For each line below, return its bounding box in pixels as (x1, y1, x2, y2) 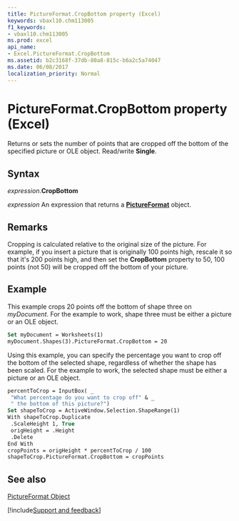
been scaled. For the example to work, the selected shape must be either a (7, 366, 228, 374)
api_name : (7, 43, 37, 51)
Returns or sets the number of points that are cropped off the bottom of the (7, 140, 229, 148)
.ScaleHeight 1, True (10, 421, 75, 428)
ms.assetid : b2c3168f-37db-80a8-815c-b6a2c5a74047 (7, 57, 161, 64)
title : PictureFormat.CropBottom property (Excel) (7, 10, 161, 18)
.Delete (10, 433, 34, 440)
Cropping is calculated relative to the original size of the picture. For (7, 240, 207, 249)
